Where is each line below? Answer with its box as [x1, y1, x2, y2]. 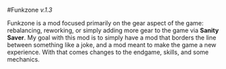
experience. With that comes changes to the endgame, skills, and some [7, 48, 209, 56]
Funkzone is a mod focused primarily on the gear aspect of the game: [7, 19, 204, 27]
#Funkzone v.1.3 [7, 6, 53, 14]
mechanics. [7, 55, 40, 64]
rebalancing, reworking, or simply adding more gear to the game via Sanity [7, 27, 219, 34]
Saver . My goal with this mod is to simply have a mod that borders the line [7, 33, 217, 42]
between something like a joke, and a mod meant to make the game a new [7, 41, 217, 49]
